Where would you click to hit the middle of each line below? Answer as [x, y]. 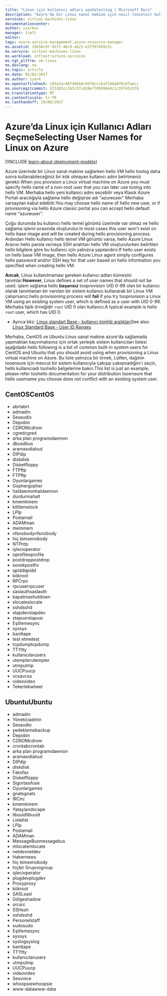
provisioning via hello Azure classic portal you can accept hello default [78, 208]
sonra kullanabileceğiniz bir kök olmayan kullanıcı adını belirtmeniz [73, 177]
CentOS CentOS [30, 395]
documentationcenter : [28, 24]
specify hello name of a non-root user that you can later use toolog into [78, 187]
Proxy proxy [24, 883]
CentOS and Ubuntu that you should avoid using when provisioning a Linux [82, 353]
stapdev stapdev [29, 613]
